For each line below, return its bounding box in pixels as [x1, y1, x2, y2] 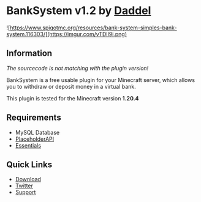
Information [6, 48, 53, 59]
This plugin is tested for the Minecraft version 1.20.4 [6, 94, 139, 102]
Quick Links [6, 159, 53, 170]
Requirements [6, 113, 61, 123]
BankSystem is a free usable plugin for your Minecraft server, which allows [6, 76, 195, 83]
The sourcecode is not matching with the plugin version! [6, 64, 149, 72]
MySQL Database [15, 129, 60, 136]
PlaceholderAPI [15, 135, 55, 143]
